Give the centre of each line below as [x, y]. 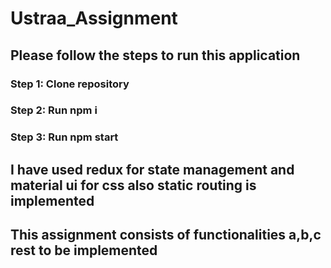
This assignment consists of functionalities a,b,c [166, 235]
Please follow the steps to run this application [155, 55]
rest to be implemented [84, 250]
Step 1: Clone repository [70, 84]
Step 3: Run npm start [64, 137]
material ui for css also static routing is [133, 185]
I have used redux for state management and [152, 169]
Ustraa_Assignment [94, 18]
